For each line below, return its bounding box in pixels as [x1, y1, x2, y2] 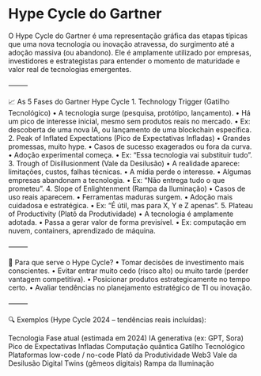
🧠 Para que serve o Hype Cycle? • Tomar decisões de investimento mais [8, 257, 244, 267]
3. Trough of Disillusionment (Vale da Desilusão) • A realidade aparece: [8, 158, 240, 168]
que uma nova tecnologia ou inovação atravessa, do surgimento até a [8, 39, 235, 48]
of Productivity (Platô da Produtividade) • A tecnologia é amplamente [8, 209, 234, 218]
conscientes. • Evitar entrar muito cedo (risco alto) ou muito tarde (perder [8, 266, 249, 275]
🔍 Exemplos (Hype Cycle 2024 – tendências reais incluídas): [8, 314, 207, 325]
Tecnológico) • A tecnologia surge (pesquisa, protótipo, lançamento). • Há [8, 108, 251, 117]
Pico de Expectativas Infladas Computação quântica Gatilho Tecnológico [8, 341, 245, 351]
